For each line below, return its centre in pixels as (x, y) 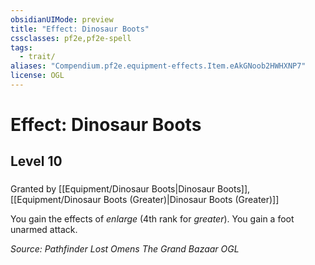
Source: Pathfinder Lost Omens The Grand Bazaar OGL (125, 249)
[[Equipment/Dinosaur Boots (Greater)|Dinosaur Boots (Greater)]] (145, 200)
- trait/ (37, 57)
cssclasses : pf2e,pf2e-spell (71, 38)
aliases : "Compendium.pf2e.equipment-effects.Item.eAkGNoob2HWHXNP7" (158, 66)
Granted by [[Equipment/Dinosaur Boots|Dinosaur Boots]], (130, 189)
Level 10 (36, 161)
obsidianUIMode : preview (62, 19)
